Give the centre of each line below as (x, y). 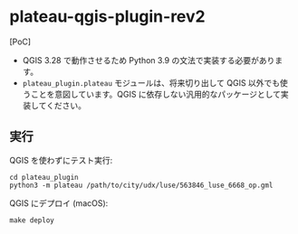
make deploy (32, 220)
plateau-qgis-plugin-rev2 (107, 17)
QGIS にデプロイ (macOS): (59, 203)
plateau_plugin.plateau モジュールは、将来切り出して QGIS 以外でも (151, 82)
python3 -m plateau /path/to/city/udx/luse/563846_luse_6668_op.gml (141, 185)
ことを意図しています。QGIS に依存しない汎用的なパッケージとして (156, 94)
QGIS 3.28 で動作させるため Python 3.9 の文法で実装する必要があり (149, 60)
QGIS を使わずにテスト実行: (61, 160)
